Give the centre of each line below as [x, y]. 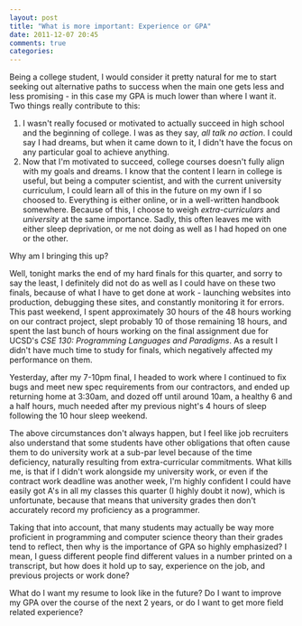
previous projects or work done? [69, 575]
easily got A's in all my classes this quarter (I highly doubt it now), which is [147, 491]
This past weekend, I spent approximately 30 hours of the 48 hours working [150, 312]
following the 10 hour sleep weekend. [78, 416]
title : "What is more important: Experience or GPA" [110, 26]
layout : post [34, 18]
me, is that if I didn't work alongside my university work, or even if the [139, 472]
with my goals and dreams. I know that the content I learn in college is [152, 172]
